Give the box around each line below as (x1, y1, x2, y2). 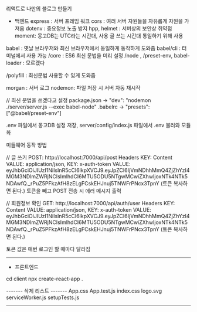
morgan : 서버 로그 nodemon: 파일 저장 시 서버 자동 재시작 (6, 84, 141, 91)
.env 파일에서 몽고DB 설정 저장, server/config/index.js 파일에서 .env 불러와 (6, 122, 181, 128)
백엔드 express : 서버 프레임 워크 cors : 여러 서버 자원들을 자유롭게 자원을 (14, 18, 184, 25)
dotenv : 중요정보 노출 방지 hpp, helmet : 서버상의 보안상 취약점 (25, 25, 172, 32)
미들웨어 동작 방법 (6, 141, 47, 148)
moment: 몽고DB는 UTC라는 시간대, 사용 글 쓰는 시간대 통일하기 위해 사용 (14, 32, 184, 39)
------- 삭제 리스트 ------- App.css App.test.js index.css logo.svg (6, 287, 162, 294)
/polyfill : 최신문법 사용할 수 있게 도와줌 (6, 72, 96, 79)
